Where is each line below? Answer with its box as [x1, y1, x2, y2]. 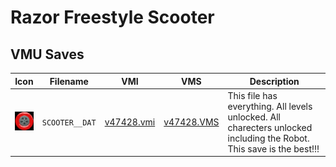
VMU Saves [10, 46, 85, 63]
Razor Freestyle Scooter [10, 6, 215, 29]
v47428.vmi [104, 116, 156, 128]
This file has [227, 89, 278, 101]
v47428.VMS [163, 116, 220, 128]
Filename [49, 75, 89, 87]
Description [249, 75, 300, 87]
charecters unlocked [227, 121, 313, 133]
